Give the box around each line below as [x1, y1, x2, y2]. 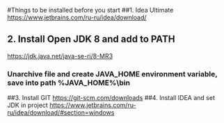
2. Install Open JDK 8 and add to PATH [7, 33, 175, 45]
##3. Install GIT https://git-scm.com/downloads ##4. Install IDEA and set [7, 94, 216, 102]
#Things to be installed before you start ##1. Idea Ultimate [7, 6, 174, 14]
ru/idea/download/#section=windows [7, 108, 115, 117]
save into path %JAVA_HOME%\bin [7, 78, 131, 88]
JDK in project [7, 101, 49, 110]
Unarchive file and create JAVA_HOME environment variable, [7, 69, 218, 79]
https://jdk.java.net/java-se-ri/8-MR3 [7, 51, 113, 60]
